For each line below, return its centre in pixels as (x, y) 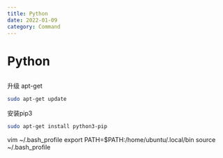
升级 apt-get (25, 86)
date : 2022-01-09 (32, 20)
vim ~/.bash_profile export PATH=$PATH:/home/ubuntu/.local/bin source (111, 139)
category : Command (34, 26)
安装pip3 (20, 113)
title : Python (28, 14)
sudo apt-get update (37, 99)
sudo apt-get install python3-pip (57, 126)
